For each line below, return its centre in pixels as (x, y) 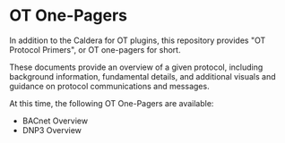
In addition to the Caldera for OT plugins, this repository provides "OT (138, 40)
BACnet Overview (55, 121)
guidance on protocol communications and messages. (109, 86)
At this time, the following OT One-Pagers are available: (112, 103)
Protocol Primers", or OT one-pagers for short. (95, 49)
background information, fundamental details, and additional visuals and (142, 76)
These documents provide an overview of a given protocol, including (136, 67)
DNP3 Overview (52, 130)
